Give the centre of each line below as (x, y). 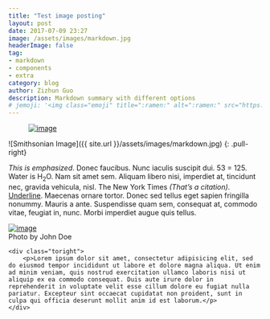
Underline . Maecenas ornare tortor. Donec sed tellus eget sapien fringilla (129, 195)
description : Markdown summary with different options (102, 98)
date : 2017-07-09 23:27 (48, 31)
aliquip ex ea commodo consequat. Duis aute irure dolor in (111, 279)
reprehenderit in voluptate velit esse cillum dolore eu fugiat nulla (129, 286)
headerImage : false (41, 46)
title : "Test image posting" (57, 16)
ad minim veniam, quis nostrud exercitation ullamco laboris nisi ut (127, 272)
